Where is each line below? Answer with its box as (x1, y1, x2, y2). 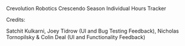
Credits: (6, 16, 25, 23)
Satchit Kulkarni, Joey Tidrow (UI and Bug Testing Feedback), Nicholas (6, 27, 179, 34)
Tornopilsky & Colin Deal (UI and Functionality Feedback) (6, 34, 145, 40)
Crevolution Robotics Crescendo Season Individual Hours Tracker (6, 5, 167, 12)
